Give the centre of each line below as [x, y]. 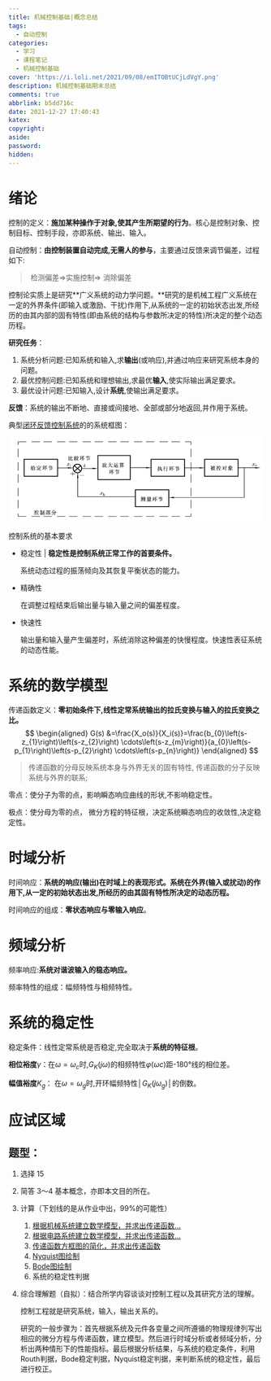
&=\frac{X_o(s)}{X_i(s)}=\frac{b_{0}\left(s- [177, 733]
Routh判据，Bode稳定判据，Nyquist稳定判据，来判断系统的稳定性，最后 [140, 1359]
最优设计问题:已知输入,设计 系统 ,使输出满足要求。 [101, 390]
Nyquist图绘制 [56, 1256]
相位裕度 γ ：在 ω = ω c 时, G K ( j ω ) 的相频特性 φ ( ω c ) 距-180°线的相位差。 [121, 1065]
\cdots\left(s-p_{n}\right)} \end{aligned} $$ [186, 751]
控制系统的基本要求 [41, 536]
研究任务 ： [26, 343]
